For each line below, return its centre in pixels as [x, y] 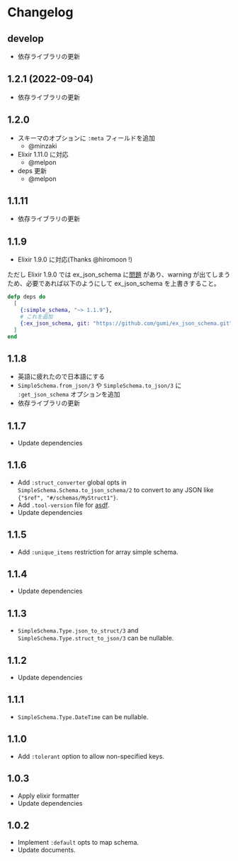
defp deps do [27, 297]
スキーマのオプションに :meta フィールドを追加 [86, 138]
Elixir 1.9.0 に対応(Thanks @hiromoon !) [75, 260]
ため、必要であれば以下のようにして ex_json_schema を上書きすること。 [114, 284]
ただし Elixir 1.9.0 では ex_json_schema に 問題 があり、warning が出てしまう [119, 274]
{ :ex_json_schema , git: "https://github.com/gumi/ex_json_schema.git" [126, 323]
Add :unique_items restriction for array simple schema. [98, 552]
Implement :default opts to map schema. [78, 843]
